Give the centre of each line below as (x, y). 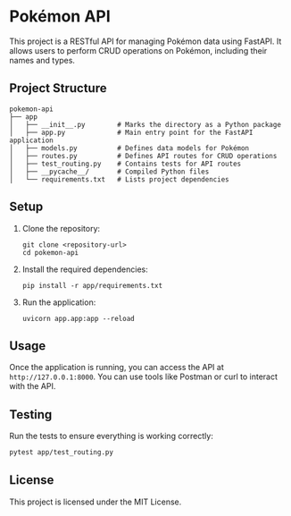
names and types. (42, 60)
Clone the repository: (61, 228)
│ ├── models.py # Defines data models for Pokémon (129, 148)
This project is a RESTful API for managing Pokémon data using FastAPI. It (145, 41)
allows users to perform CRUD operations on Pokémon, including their (138, 50)
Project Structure (58, 88)
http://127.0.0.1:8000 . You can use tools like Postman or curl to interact (144, 376)
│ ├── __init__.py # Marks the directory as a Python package (145, 124)
